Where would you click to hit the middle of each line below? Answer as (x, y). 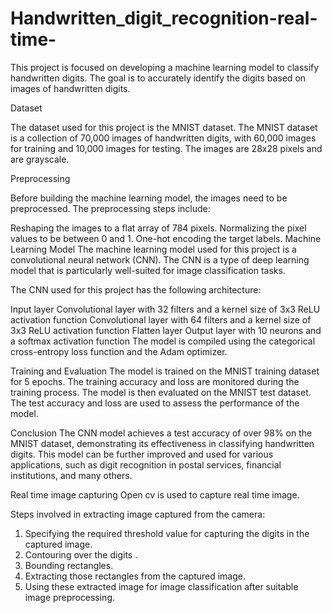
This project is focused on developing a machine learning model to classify (165, 67)
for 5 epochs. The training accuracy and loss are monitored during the (155, 381)
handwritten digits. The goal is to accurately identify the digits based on (158, 78)
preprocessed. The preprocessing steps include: (110, 208)
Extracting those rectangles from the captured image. (135, 576)
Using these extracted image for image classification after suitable (161, 586)
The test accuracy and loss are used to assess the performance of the (155, 403)
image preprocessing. (69, 597)
